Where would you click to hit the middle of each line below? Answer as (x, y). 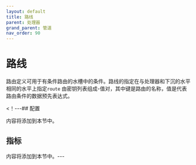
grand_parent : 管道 (29, 28)
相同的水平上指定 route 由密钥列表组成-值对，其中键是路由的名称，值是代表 (97, 89)
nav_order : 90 (23, 33)
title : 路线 (20, 17)
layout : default (26, 11)
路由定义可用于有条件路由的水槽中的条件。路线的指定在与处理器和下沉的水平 (98, 81)
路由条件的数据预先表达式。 (39, 96)
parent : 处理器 (23, 22)
